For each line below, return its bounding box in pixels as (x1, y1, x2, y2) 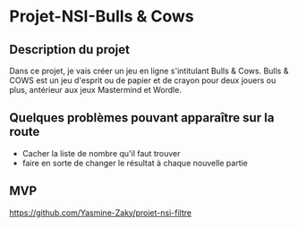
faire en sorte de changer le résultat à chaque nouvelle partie (21, 157, 249, 168)
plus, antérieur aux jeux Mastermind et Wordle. (9, 85, 182, 95)
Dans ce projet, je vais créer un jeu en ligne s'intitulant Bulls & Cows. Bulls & (9, 65, 289, 76)
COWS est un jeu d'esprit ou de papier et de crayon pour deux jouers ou (9, 75, 277, 86)
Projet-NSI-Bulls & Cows (9, 6, 194, 27)
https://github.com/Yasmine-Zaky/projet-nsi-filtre (9, 207, 192, 218)
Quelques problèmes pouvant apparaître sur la (9, 110, 275, 126)
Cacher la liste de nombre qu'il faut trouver (21, 147, 181, 158)
